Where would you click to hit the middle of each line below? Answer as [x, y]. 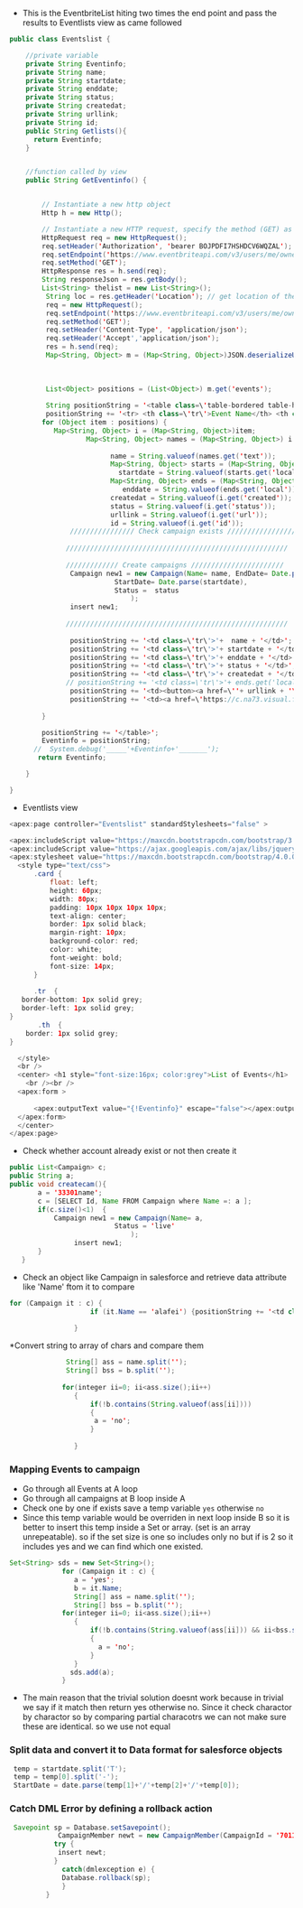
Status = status [147, 591]
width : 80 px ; [74, 899]
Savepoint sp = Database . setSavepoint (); [92, 1828]
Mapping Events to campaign [75, 1469]
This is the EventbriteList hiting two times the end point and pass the [150, 13]
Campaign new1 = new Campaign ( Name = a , [129, 1218]
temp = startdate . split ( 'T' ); [70, 1769]
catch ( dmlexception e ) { [108, 1869]
